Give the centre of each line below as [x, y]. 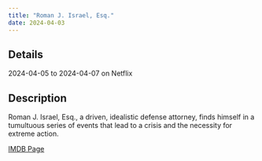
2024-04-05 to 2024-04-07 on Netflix [70, 73]
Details [26, 55]
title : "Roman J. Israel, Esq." [61, 15]
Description [37, 98]
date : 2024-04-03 [37, 23]
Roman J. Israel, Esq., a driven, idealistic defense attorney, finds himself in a [131, 117]
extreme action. [33, 134]
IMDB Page [26, 149]
